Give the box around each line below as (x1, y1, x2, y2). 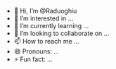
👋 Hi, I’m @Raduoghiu (13, 7, 77, 15)
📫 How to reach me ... (13, 37, 79, 45)
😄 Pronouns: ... (13, 47, 60, 56)
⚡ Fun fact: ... (13, 55, 53, 63)
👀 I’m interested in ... (13, 14, 74, 23)
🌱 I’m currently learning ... (13, 22, 89, 30)
